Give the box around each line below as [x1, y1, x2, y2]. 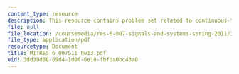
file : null [7, 23, 40, 30]
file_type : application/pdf [7, 37, 91, 44]
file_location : [7, 30, 53, 37]
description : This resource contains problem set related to [7, 17, 193, 24]
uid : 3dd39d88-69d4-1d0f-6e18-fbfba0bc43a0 [7, 56, 139, 63]
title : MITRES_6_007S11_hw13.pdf [7, 50, 107, 57]
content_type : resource [7, 10, 78, 18]
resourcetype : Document [7, 43, 78, 50]
